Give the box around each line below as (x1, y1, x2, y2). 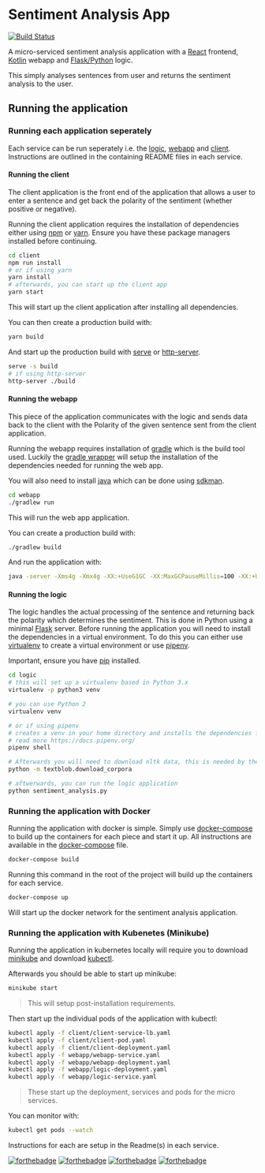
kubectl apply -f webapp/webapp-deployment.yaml (8, 1059, 171, 1067)
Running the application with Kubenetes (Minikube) (8, 927, 210, 938)
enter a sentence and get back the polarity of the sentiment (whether (8, 196, 233, 205)
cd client (8, 251, 41, 260)
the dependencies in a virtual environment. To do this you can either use (8, 633, 243, 642)
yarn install (8, 274, 51, 282)
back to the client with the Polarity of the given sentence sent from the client (8, 420, 257, 429)
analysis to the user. (8, 79, 73, 88)
